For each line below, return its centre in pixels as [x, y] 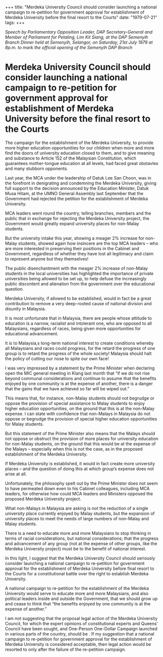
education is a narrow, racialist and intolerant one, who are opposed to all [79, 323]
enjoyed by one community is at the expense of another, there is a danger [79, 383]
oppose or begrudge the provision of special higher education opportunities [81, 419]
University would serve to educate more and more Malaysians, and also [77, 593]
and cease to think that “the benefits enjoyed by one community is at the [78, 603]
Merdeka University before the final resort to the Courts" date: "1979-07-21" [81, 17]
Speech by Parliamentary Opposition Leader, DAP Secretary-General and [79, 32]
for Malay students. [24, 424]
